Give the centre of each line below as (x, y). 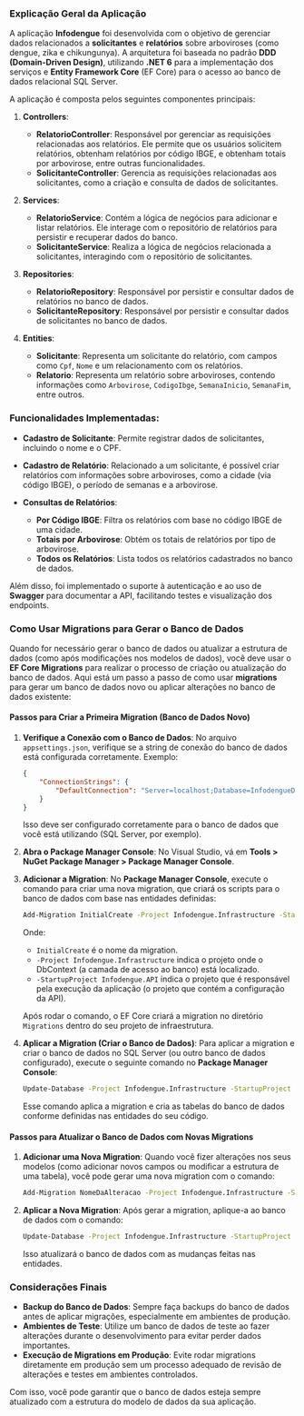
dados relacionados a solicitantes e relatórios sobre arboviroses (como (144, 43)
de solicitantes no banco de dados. (102, 321)
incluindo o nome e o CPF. (72, 447)
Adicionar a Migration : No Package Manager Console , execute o (145, 879)
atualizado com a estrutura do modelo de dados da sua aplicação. (133, 1401)
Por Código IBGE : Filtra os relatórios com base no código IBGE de (159, 520)
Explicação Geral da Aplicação (78, 14)
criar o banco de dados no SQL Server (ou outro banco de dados (144, 1053)
